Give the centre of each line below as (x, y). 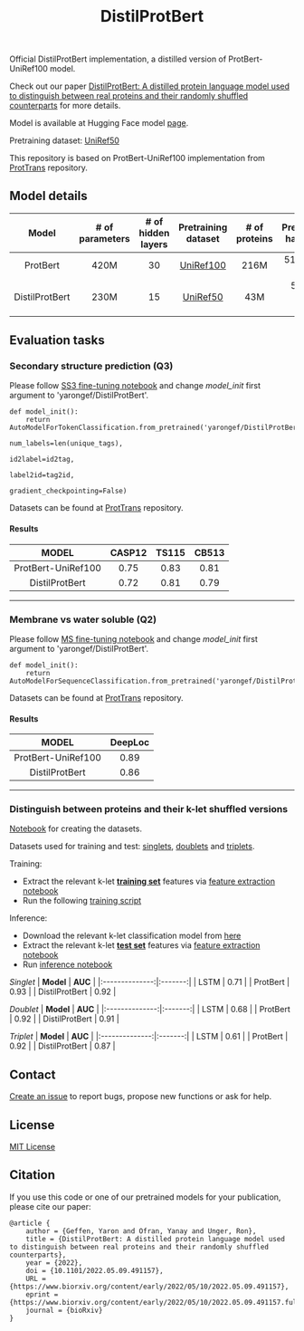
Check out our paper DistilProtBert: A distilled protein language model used (150, 86)
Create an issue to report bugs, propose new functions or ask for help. (141, 1096)
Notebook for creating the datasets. (76, 828)
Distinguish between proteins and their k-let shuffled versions (148, 809)
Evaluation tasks (57, 340)
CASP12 (128, 552)
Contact (33, 1074)
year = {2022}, (54, 1263)
